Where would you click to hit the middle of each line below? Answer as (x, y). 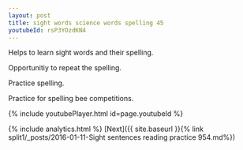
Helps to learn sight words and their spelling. (81, 53)
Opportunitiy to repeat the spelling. (65, 68)
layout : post (30, 15)
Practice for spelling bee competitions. (71, 99)
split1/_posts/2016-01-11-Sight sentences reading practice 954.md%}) (122, 137)
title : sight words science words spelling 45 (86, 23)
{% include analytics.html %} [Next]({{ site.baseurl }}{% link (106, 129)
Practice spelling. (36, 83)
